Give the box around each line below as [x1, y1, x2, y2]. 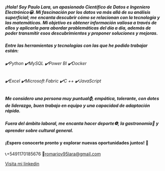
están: [5, 47, 19, 54]
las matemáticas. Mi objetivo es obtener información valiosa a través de [5, 20, 157, 26]
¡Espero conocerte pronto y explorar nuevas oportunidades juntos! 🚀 [5, 140, 149, 146]
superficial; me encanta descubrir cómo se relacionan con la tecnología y [5, 14, 160, 20]
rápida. [5, 107, 21, 113]
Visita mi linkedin [5, 161, 39, 167]
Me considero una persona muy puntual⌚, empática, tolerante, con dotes [5, 95, 159, 101]
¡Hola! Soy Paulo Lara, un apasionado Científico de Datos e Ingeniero [5, 4, 150, 10]
